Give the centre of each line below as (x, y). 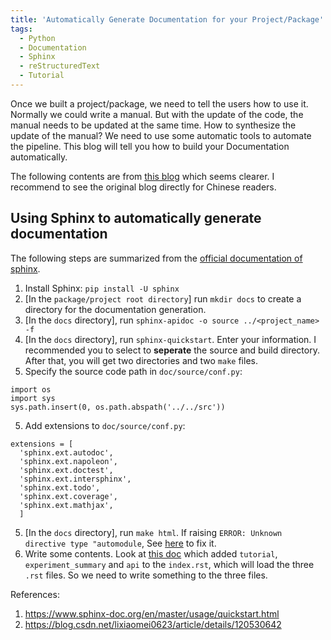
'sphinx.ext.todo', (60, 487)
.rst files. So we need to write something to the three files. (146, 575)
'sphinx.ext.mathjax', (66, 505)
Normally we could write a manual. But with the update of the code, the (157, 114)
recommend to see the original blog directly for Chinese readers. (143, 187)
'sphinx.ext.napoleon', (68, 461)
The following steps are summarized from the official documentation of (156, 258)
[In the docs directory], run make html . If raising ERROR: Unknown (153, 532)
